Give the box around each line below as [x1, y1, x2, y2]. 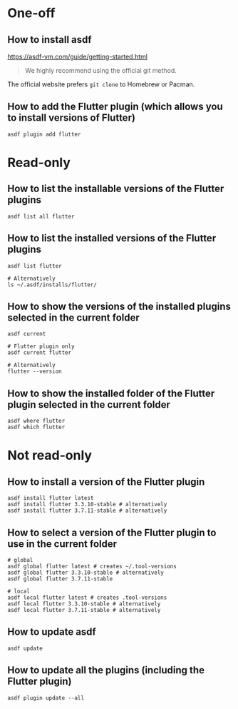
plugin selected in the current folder [7, 398, 171, 411]
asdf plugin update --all [7, 694, 84, 701]
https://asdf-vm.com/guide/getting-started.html [7, 52, 148, 61]
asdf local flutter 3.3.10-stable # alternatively [7, 600, 161, 608]
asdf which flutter [7, 423, 66, 431]
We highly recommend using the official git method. [24, 66, 177, 74]
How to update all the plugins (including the [7, 664, 205, 676]
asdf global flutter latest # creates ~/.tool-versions [7, 563, 177, 570]
